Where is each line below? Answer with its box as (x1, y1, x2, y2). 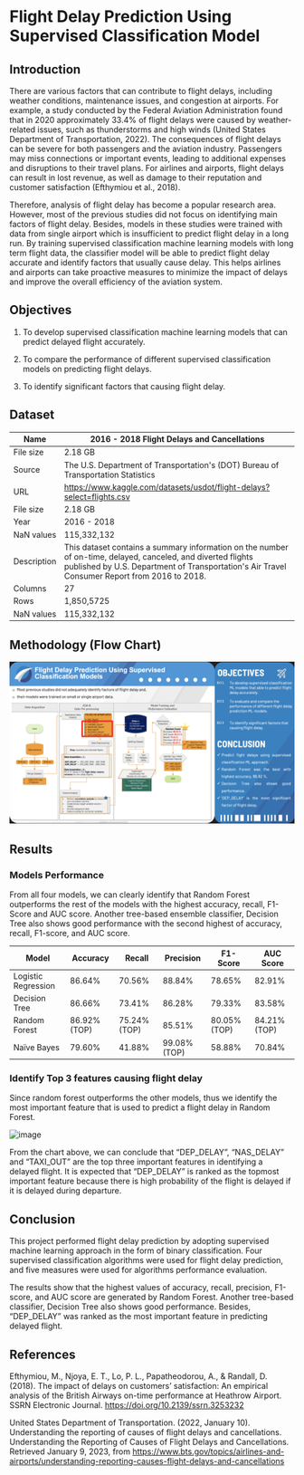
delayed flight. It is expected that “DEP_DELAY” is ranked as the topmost (9, 1166, 280, 1177)
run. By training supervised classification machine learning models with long (9, 238, 294, 248)
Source (13, 465, 41, 475)
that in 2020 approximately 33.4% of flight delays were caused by (9, 115, 256, 125)
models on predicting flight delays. (22, 363, 152, 374)
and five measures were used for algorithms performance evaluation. (9, 1265, 268, 1276)
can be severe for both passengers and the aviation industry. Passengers (9, 143, 282, 154)
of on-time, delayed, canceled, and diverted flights (63, 551, 253, 562)
